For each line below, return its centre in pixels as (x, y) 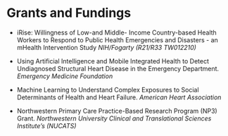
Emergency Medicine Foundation (65, 76)
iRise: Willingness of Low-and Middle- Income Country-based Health (117, 32)
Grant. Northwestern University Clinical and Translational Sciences (114, 118)
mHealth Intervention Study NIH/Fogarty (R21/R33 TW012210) (106, 47)
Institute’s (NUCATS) (46, 125)
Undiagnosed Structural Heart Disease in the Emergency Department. (118, 68)
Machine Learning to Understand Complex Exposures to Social (108, 89)
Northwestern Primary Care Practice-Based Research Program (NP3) (117, 111)
